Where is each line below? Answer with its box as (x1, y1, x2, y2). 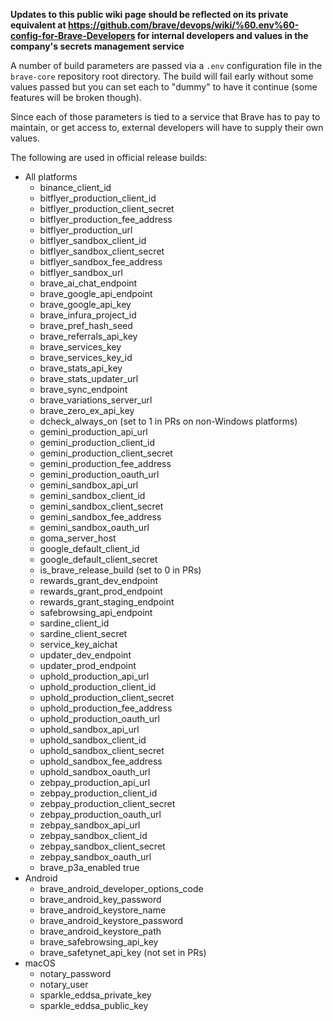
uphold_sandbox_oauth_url (39, 766, 151, 778)
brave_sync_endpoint (39, 384, 128, 395)
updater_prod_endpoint (39, 660, 137, 671)
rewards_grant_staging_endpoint (39, 596, 175, 608)
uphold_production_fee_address (39, 702, 173, 714)
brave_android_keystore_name (39, 904, 167, 916)
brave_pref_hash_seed (39, 320, 133, 331)
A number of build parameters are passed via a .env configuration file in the (10, 60, 323, 71)
